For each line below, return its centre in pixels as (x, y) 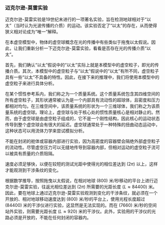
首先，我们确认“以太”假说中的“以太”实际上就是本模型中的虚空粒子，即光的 (80, 65)
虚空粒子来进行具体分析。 (31, 83)
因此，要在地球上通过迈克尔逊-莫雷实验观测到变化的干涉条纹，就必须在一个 (82, 193)
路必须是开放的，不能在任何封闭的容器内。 (48, 218)
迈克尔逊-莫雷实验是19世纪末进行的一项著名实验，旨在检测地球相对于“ (76, 19)
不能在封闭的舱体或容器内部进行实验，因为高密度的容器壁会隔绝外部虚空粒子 (82, 141)
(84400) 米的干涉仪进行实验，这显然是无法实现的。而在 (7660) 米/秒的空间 (81, 205)
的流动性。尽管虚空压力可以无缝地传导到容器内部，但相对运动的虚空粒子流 (80, 147)
